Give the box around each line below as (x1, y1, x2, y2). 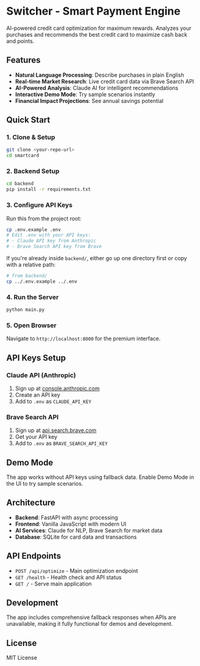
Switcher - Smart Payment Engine (6, 4, 181, 18)
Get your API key (15, 433, 58, 441)
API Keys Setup (6, 352, 66, 363)
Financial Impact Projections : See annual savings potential (15, 97, 164, 104)
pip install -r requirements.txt (6, 186, 91, 193)
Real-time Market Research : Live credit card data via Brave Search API (15, 77, 195, 85)
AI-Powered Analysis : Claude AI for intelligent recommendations (15, 84, 179, 91)
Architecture (6, 498, 56, 508)
